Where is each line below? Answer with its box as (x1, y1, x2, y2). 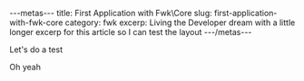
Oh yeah (9, 62, 41, 72)
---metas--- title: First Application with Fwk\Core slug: (9, 8, 213, 18)
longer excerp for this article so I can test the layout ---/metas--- (9, 27, 252, 37)
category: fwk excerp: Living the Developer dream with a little (64, 17, 296, 28)
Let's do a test (9, 44, 64, 55)
